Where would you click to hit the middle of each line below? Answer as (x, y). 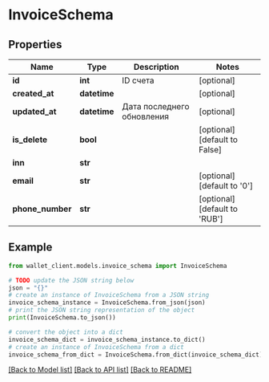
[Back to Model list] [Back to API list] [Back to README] (100, 370)
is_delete (30, 140)
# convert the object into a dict (66, 332)
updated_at (34, 112)
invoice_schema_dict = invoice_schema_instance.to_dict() (107, 339)
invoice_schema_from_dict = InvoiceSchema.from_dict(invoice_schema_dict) (136, 355)
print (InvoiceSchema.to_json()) (62, 318)
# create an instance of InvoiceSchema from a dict (96, 347)
